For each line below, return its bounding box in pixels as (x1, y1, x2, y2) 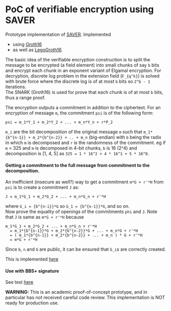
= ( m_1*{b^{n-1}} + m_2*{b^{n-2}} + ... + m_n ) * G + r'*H (10, 233, 143, 238)
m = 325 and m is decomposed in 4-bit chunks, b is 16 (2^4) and (5, 145, 137, 151)
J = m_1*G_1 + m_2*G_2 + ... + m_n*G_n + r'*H (5, 194, 106, 200)
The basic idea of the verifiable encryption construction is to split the (5, 56, 151, 62)
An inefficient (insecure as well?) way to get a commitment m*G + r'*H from (5, 179, 164, 185)
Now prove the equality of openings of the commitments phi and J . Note (5, 208, 157, 215)
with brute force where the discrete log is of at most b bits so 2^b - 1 (5, 78, 151, 84)
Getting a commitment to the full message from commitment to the (5, 162, 150, 168)
